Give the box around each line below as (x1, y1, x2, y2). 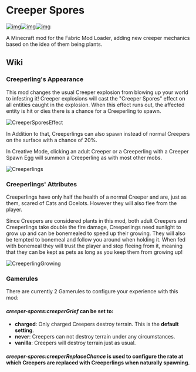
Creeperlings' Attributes (6, 180, 77, 188)
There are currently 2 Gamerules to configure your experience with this (6, 288, 178, 295)
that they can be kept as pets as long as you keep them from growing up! (6, 248, 183, 256)
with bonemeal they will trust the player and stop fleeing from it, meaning (6, 242, 183, 249)
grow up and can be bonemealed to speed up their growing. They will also (6, 230, 186, 237)
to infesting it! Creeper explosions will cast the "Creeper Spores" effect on (6, 95, 186, 102)
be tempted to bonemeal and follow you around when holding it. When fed (6, 236, 186, 243)
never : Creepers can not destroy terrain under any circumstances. (14, 333, 175, 340)
